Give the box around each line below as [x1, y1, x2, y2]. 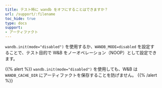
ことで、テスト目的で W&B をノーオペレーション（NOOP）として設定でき [9, 50, 157, 55]
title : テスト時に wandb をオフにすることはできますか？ [5, 7, 108, 12]
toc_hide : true [5, 16, 36, 21]
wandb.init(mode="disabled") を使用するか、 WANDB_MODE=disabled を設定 [5, 44, 150, 49]
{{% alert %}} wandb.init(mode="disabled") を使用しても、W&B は [5, 66, 138, 72]
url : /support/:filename [5, 12, 55, 17]
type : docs [5, 20, 27, 26]
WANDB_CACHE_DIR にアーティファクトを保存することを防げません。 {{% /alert [5, 72, 157, 78]
